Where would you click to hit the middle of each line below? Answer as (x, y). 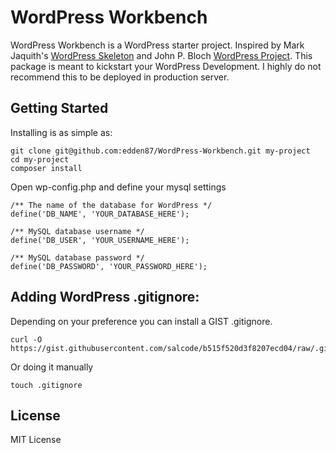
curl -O (26, 339)
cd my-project (40, 159)
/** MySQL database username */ (77, 231)
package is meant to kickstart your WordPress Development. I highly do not (166, 66)
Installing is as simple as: (61, 132)
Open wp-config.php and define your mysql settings (118, 187)
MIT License (36, 440)
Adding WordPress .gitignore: (105, 297)
